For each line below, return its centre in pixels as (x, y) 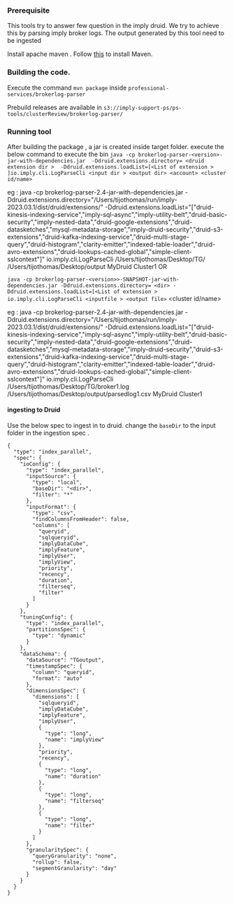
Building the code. (39, 72)
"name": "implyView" (74, 740)
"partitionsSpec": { (56, 630)
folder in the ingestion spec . (48, 433)
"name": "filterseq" (74, 801)
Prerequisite (29, 10)
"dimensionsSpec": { (56, 691)
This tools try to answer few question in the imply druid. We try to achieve (113, 26)
